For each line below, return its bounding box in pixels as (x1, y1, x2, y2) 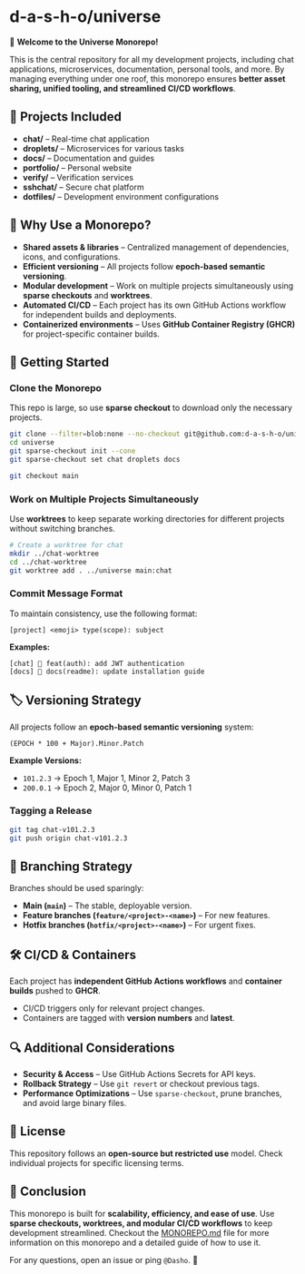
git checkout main (9, 471, 79, 480)
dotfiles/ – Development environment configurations (22, 191, 220, 201)
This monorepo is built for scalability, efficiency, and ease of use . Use (9, 1208, 275, 1219)
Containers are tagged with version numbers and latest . (22, 1013, 235, 1024)
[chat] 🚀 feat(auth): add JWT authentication (9, 659, 184, 668)
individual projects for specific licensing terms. (9, 1157, 184, 1168)
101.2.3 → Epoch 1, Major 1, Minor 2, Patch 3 (22, 772, 191, 783)
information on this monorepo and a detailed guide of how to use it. (9, 1237, 261, 1248)
